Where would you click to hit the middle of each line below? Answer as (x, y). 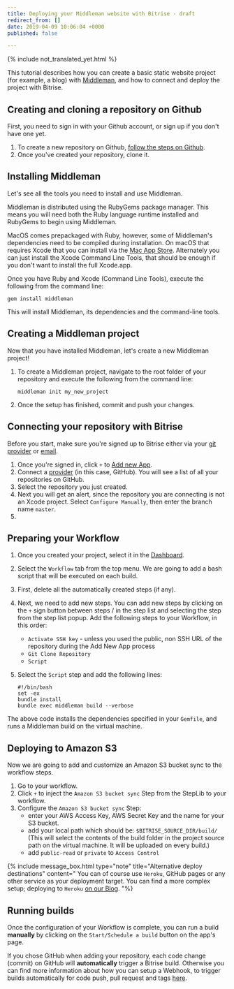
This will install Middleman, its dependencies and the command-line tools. (114, 312)
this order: (32, 625)
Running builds (41, 910)
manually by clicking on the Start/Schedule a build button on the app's (111, 935)
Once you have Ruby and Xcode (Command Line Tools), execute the (105, 278)
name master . (37, 509)
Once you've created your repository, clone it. (83, 155)
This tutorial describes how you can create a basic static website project (111, 73)
